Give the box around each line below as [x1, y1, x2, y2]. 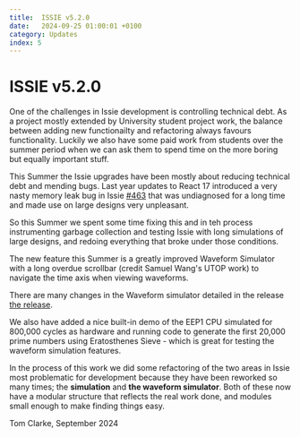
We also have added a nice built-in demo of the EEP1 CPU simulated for [9, 317, 273, 328]
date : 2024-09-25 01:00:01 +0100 [9, 21, 142, 30]
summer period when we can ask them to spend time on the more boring [9, 144, 279, 155]
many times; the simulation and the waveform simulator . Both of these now [9, 381, 291, 392]
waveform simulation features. [9, 346, 122, 356]
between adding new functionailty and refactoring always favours [9, 125, 253, 136]
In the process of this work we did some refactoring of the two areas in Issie [9, 363, 290, 373]
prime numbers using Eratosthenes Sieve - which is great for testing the [9, 336, 275, 347]
